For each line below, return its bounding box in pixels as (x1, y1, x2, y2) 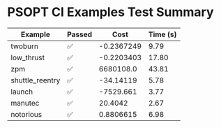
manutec (10, 98, 40, 108)
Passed (67, 29, 93, 39)
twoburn (10, 41, 38, 51)
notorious (10, 109, 43, 119)
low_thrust (10, 52, 45, 62)
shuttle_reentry (10, 75, 61, 85)
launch (10, 87, 33, 97)
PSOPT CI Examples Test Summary (7, 4, 214, 20)
